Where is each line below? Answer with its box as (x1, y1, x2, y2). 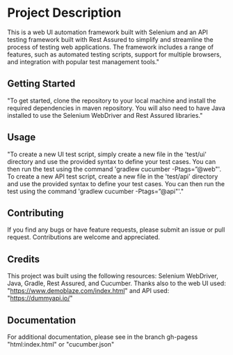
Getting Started (7, 78, 76, 90)
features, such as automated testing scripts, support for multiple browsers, (7, 50, 222, 59)
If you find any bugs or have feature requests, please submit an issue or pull (7, 225, 225, 234)
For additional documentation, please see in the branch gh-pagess (7, 333, 198, 341)
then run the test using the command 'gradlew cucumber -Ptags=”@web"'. (7, 165, 221, 173)
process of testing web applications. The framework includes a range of (7, 43, 214, 51)
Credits (7, 253, 40, 265)
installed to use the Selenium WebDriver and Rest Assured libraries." (7, 111, 203, 119)
